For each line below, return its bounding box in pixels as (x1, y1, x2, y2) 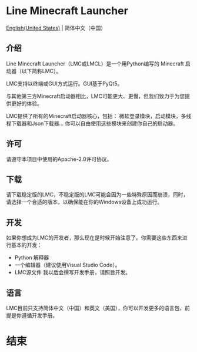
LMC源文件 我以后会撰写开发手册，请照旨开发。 (14, 269, 131, 276)
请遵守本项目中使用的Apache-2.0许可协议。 (6, 155, 112, 163)
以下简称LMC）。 (21, 67, 62, 74)
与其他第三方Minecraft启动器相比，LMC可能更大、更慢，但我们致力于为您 (6, 93, 185, 100)
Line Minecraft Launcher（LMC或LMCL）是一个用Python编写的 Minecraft (6, 60, 184, 67)
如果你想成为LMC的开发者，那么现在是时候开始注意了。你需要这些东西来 (6, 234, 182, 241)
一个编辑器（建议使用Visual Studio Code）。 (14, 261, 121, 269)
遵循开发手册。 (21, 312, 58, 319)
